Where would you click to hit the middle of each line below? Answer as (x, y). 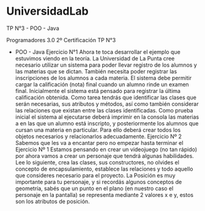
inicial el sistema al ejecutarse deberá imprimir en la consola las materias (107, 117)
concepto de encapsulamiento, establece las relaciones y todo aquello (104, 169)
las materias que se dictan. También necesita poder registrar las (96, 71)
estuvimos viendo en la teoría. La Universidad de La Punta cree (95, 58)
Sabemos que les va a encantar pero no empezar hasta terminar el (99, 143)
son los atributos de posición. (52, 201)
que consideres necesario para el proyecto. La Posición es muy (95, 175)
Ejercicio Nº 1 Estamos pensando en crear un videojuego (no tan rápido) (106, 149)
